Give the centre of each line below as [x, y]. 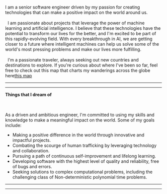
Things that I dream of [29, 95]
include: [13, 125]
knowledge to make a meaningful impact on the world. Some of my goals [80, 120]
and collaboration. [31, 151]
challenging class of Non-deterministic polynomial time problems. [80, 177]
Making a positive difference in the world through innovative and [78, 135]
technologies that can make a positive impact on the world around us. [77, 12]
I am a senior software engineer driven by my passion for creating [73, 7]
